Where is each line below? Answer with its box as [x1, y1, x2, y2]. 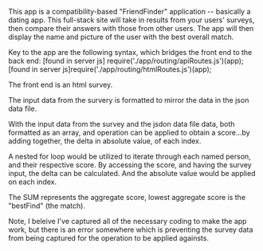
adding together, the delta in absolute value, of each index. [8, 136, 202, 146]
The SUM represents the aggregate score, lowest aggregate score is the [8, 193, 245, 202]
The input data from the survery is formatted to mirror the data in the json [8, 96, 249, 104]
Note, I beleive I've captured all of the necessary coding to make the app [8, 217, 247, 226]
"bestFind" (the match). [8, 201, 86, 210]
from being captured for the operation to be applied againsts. [8, 233, 210, 242]
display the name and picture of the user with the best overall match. [8, 32, 234, 41]
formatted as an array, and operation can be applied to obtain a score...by [8, 127, 250, 137]
